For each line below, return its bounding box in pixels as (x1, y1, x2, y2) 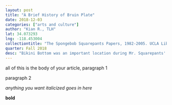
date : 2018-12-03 (5, 17, 42, 22)
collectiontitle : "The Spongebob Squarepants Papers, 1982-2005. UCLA (5, 41, 159, 46)
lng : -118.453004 (5, 37, 42, 42)
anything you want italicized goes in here (5, 84, 92, 91)
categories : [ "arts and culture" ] (5, 22, 79, 27)
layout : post (5, 7, 33, 13)
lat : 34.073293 (5, 31, 38, 37)
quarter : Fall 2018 (5, 46, 47, 51)
